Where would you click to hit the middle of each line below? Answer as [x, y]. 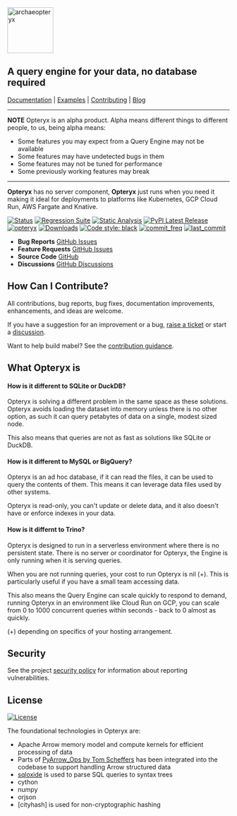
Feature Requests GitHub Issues [65, 249]
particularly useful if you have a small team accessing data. [93, 581]
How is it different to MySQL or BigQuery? [70, 461]
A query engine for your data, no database [102, 72]
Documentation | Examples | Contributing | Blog [77, 100]
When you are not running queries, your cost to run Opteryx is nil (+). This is [118, 574]
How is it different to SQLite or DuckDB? [67, 386]
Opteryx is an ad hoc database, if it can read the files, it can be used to [110, 477]
